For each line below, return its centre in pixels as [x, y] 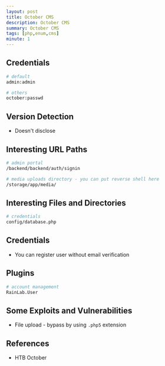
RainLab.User [22, 292]
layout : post [22, 12]
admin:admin [21, 82]
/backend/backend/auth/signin [43, 168]
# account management [33, 287]
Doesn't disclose [35, 131]
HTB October [31, 357]
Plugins [20, 273]
